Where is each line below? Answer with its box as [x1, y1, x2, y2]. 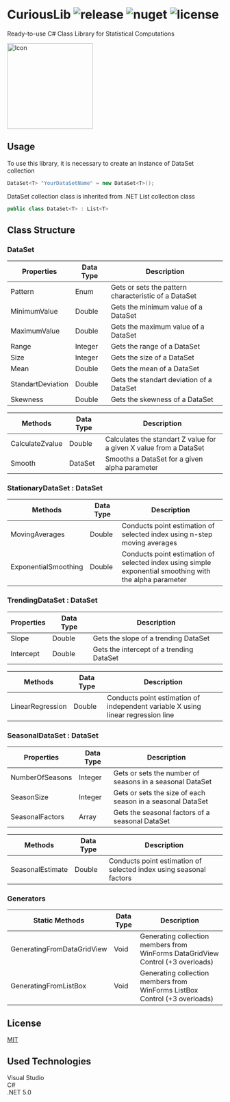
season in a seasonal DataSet [113, 797, 209, 806]
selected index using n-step [121, 529, 213, 539]
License [7, 1017, 42, 1029]
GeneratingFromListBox [10, 981, 87, 991]
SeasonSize [10, 792, 49, 802]
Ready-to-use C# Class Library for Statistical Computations [7, 29, 175, 38]
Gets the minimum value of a [110, 302, 203, 312]
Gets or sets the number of [113, 768, 200, 778]
